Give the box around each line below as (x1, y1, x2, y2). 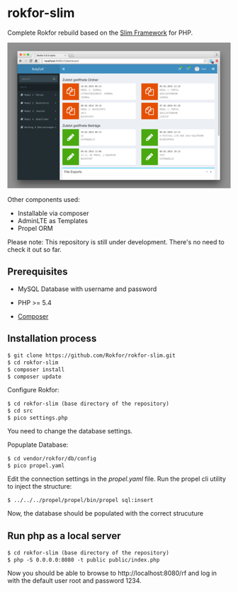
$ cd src (7, 407, 33, 415)
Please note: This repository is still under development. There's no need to (7, 237, 225, 246)
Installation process (7, 332, 97, 344)
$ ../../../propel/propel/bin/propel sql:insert (7, 497, 154, 504)
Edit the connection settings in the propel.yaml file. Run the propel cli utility (7, 474, 227, 483)
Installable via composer (17, 209, 89, 217)
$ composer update (7, 373, 62, 380)
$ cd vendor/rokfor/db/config (7, 455, 97, 462)
